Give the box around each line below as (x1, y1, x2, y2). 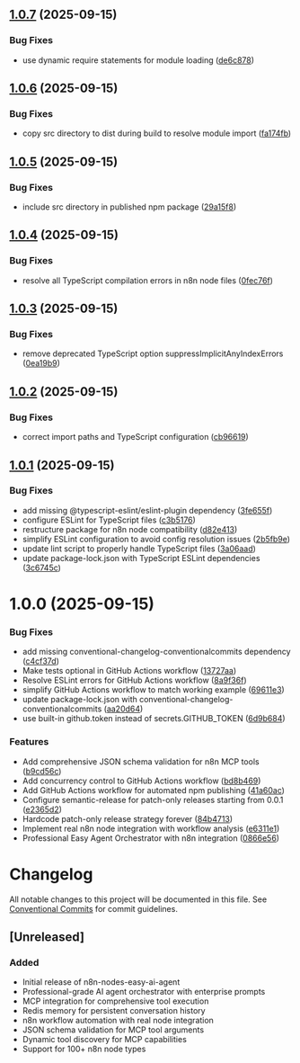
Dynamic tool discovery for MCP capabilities (22, 1034, 187, 1045)
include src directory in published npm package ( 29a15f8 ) (22, 201, 237, 212)
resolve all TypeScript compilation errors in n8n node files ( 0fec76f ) (22, 274, 274, 286)
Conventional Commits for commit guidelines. (9, 903, 178, 914)
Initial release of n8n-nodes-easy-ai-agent (22, 977, 181, 987)
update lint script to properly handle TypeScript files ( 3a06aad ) (22, 543, 256, 554)
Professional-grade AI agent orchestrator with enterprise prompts (22, 987, 266, 997)
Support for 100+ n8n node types (22, 1043, 146, 1055)
